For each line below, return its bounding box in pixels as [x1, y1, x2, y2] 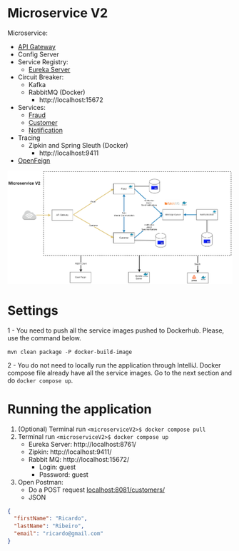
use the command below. [7, 333, 82, 342]
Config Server [17, 50, 59, 59]
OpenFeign [17, 156, 51, 165]
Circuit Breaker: [17, 73, 64, 81]
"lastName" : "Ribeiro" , [14, 522, 84, 530]
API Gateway [17, 42, 56, 51]
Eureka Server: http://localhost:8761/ [28, 440, 137, 448]
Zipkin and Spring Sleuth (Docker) [28, 141, 128, 149]
